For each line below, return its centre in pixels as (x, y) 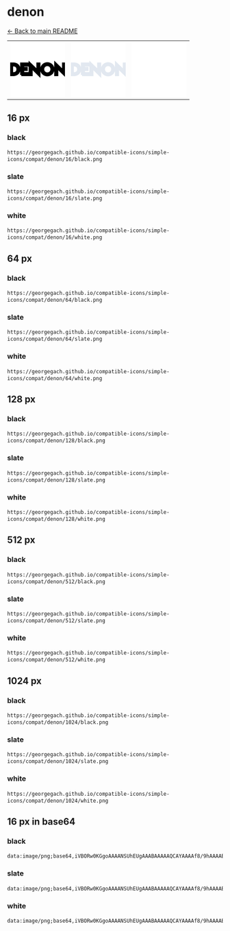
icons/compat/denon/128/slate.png (56, 480)
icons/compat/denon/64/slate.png (55, 339)
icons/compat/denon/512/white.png (56, 660)
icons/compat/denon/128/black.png (56, 441)
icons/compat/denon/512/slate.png (56, 621)
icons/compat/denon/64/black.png (55, 300)
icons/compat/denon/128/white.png (56, 519)
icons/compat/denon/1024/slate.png (58, 762)
